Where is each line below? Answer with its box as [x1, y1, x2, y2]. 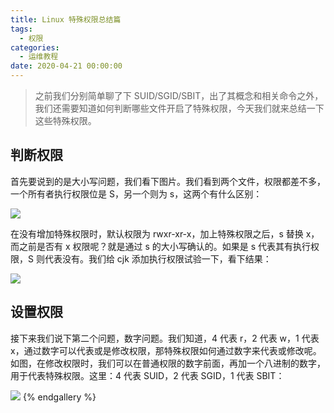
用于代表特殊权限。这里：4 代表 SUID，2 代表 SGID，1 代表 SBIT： [10, 369, 285, 381]
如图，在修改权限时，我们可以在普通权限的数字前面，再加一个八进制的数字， [10, 357, 326, 369]
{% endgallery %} [22, 391, 97, 403]
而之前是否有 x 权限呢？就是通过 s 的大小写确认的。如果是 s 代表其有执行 [10, 240, 312, 252]
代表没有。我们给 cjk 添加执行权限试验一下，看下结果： [44, 252, 272, 265]
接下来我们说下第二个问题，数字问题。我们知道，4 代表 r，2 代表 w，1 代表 [10, 332, 320, 344]
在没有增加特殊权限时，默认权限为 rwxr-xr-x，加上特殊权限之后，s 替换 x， [10, 227, 320, 240]
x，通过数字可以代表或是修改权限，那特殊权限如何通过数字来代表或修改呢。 [10, 344, 322, 356]
